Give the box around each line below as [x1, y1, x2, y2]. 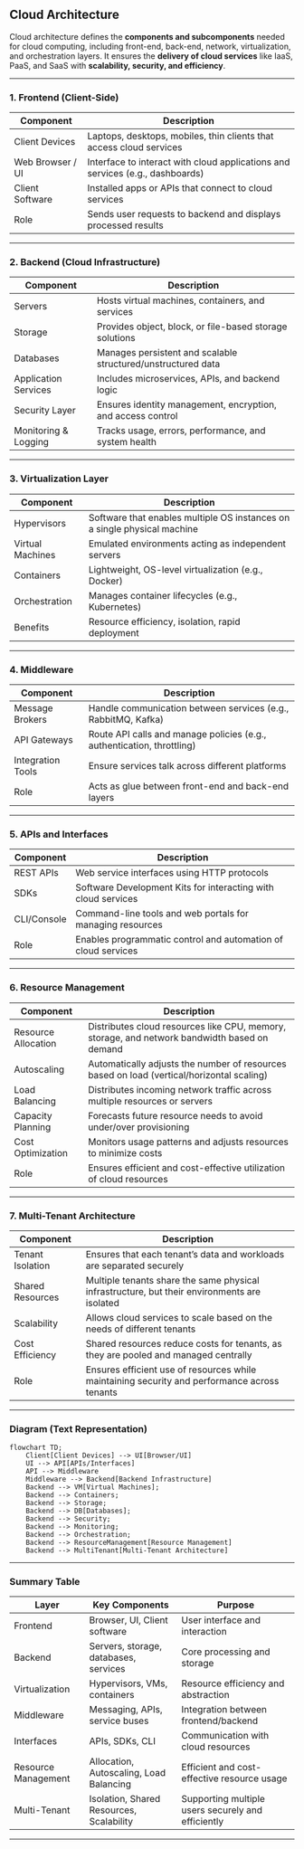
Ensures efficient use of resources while [85, 1363, 257, 1376]
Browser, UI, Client [89, 1614, 169, 1626]
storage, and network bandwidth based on [87, 1031, 269, 1044]
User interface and [181, 1614, 261, 1626]
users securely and [181, 1804, 262, 1816]
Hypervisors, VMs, [89, 1677, 168, 1690]
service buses [89, 1714, 149, 1727]
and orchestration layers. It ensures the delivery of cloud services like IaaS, [9, 50, 293, 62]
